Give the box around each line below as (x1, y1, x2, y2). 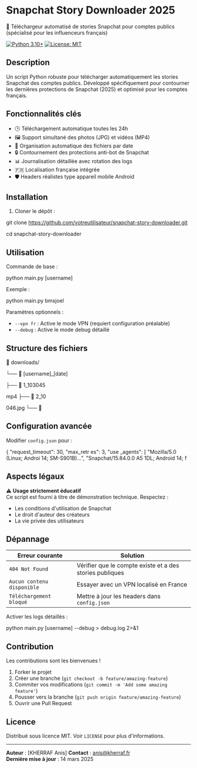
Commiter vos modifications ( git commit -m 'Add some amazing (14, 681, 168, 688)
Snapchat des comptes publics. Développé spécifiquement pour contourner (6, 79, 189, 86)
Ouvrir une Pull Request (14, 700, 72, 707)
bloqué (9, 599, 28, 605)
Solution (120, 551, 145, 560)
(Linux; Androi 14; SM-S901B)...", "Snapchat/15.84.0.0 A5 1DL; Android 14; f (6, 454, 187, 462)
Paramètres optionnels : (6, 309, 64, 316)
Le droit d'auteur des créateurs (14, 511, 90, 518)
